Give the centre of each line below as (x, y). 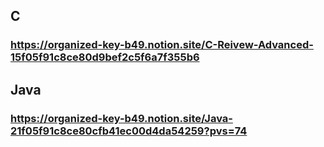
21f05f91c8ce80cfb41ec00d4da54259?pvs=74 (129, 131)
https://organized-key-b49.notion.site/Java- (121, 118)
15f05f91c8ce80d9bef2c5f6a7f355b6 (105, 57)
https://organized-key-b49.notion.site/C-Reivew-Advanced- (162, 45)
